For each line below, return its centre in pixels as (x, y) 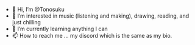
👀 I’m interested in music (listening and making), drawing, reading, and (101, 16)
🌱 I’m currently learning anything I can (60, 29)
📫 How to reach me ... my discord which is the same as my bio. (92, 36)
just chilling (27, 22)
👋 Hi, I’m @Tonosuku (38, 9)
